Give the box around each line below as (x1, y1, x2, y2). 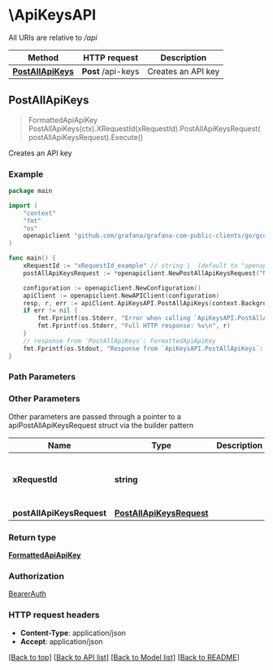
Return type (8, 532, 57, 543)
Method (28, 51, 59, 63)
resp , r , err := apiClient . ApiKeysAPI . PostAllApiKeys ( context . (23, 299, 242, 307)
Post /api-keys (81, 65, 140, 77)
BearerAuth (8, 589, 47, 599)
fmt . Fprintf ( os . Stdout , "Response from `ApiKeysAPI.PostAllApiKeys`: (23, 344, 264, 353)
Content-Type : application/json (19, 628, 126, 637)
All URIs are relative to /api (8, 33, 97, 42)
